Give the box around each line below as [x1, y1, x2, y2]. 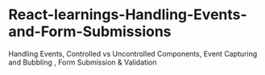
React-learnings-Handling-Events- [8, 6, 247, 24]
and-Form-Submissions [8, 22, 172, 41]
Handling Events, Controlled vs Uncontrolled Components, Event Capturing [8, 49, 258, 58]
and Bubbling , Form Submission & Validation [8, 57, 157, 67]
